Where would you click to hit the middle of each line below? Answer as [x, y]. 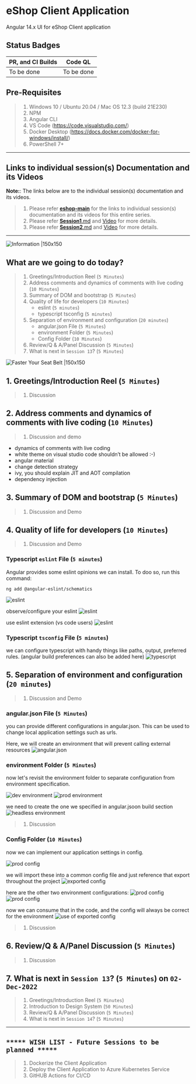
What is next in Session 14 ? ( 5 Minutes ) [76, 1019]
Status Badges [33, 45]
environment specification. [38, 784]
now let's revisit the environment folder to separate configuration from [90, 778]
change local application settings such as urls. [62, 732]
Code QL [78, 61]
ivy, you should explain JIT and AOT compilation [72, 473]
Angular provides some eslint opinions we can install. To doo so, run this [93, 572]
